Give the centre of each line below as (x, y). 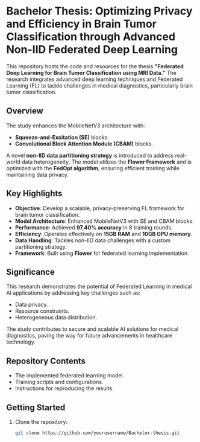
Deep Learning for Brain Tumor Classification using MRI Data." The (91, 72)
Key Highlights (34, 194)
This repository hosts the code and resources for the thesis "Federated (95, 66)
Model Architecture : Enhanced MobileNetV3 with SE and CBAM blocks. (104, 221)
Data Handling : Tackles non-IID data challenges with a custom (92, 240)
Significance (31, 272)
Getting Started (36, 407)
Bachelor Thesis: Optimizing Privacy (99, 11)
